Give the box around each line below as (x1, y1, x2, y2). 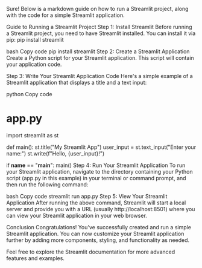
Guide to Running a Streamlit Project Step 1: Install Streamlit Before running (6, 24, 192, 30)
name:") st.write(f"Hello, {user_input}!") (6, 149, 105, 157)
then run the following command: (6, 181, 89, 188)
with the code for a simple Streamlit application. (6, 11, 125, 19)
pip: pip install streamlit (6, 36, 65, 43)
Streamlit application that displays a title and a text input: (6, 79, 147, 86)
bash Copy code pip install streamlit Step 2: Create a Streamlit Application (6, 48, 190, 55)
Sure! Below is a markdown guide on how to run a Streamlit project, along (6, 5, 189, 12)
